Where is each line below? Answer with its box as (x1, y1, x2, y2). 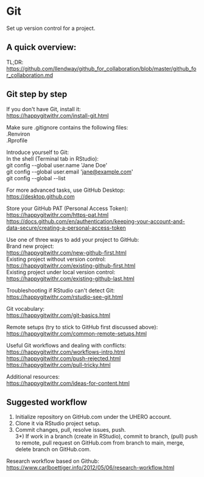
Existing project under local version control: (6, 268, 116, 275)
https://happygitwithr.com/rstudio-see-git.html (6, 293, 124, 300)
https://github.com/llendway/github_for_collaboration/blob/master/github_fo (6, 65, 197, 72)
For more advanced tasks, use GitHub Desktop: (6, 186, 125, 194)
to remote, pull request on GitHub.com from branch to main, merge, (15, 439, 185, 446)
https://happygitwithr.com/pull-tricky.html (6, 361, 111, 368)
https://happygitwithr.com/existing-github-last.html (6, 275, 135, 282)
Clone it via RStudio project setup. (15, 420, 101, 427)
